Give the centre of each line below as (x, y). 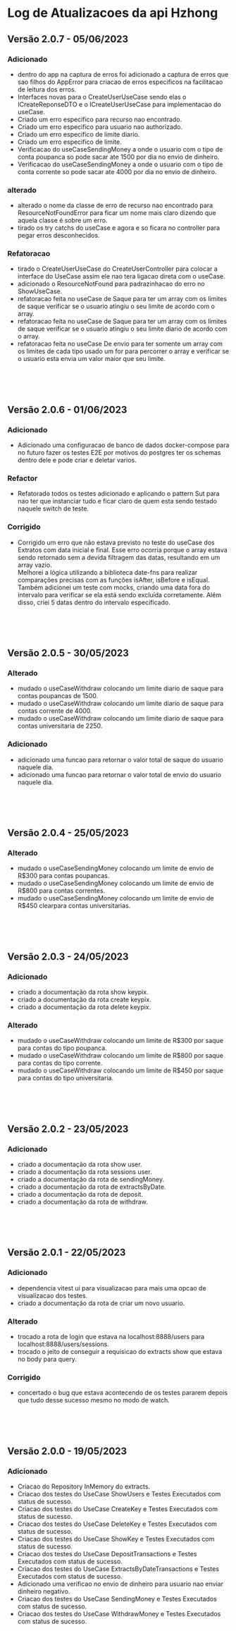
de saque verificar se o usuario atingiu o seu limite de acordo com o (116, 306)
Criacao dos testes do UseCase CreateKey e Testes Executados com (118, 1509)
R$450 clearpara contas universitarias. (74, 906)
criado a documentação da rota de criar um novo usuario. (101, 1303)
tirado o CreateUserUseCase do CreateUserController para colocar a (118, 269)
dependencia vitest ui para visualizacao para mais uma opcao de (112, 1288)
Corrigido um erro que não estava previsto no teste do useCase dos (116, 542)
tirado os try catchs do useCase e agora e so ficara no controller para (119, 228)
